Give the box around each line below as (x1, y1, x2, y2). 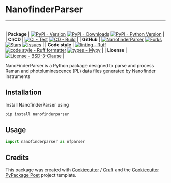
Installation (5, 88, 42, 97)
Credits (5, 153, 30, 162)
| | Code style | (42, 42, 74, 48)
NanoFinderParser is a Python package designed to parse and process (5, 62, 154, 68)
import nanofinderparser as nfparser (5, 139, 85, 144)
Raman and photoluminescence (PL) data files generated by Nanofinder (5, 68, 156, 74)
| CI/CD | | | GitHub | (5, 36, 101, 42)
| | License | (101, 47, 127, 53)
